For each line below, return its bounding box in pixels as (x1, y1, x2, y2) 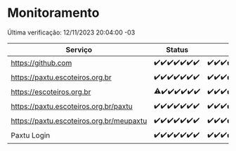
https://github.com (11, 58, 72, 68)
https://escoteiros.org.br (11, 87, 91, 97)
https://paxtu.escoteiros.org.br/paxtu (11, 102, 133, 112)
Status (166, 44, 188, 54)
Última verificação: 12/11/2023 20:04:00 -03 (7, 28, 136, 37)
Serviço (65, 44, 93, 54)
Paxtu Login (11, 131, 51, 140)
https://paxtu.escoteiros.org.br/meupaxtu (11, 116, 147, 126)
